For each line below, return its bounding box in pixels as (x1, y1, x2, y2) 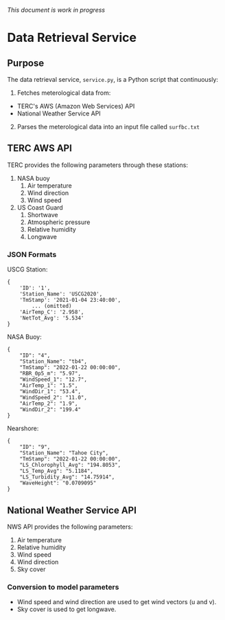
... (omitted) (32, 302, 72, 310)
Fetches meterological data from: (16, 89, 111, 97)
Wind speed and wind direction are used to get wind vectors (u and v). (16, 598, 217, 606)
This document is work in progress (7, 6, 105, 14)
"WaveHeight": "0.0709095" (19, 480, 97, 487)
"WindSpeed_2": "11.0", (19, 395, 88, 401)
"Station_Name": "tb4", (19, 358, 88, 365)
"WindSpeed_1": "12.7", (19, 376, 88, 384)
